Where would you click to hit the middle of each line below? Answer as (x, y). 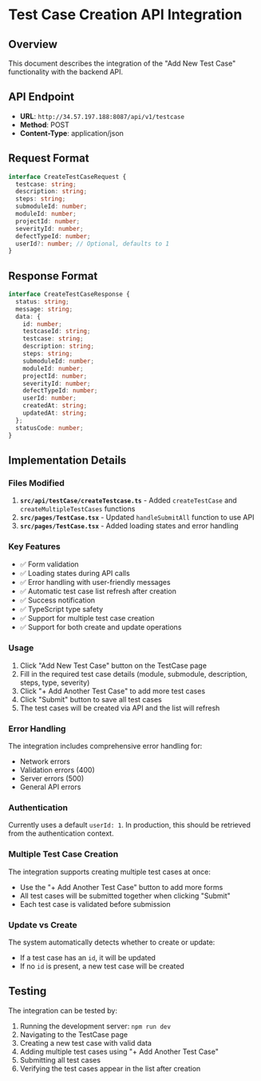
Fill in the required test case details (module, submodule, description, (133, 674)
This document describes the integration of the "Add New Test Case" (122, 63)
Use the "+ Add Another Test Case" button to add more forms (121, 887)
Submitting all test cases (60, 1059)
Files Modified (37, 483)
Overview (33, 44)
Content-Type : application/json (71, 133)
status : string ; (42, 301)
